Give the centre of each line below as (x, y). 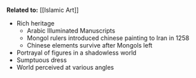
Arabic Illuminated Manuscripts (71, 31)
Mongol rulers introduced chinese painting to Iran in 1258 (108, 38)
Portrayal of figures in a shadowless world (76, 52)
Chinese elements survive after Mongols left (89, 45)
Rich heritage (35, 23)
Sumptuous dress (41, 60)
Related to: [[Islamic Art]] (43, 10)
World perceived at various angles (65, 67)
